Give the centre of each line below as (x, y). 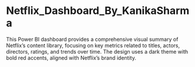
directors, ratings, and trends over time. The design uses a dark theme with (97, 51)
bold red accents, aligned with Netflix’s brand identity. (71, 58)
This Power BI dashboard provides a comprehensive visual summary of (92, 39)
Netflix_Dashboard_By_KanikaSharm (98, 11)
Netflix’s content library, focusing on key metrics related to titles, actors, (93, 45)
